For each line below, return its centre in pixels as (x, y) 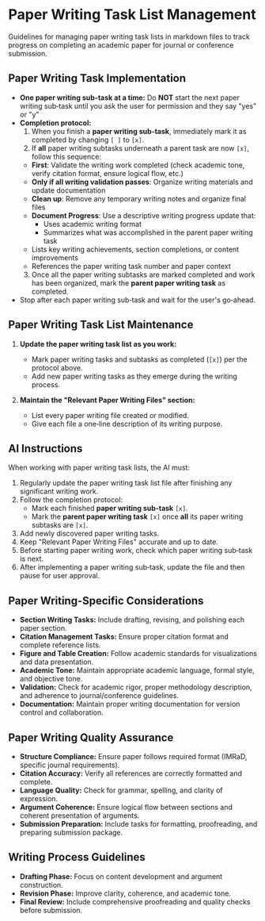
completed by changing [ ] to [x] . (88, 140)
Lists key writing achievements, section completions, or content (135, 249)
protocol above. (57, 367)
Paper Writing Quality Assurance (91, 737)
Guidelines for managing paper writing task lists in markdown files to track (129, 36)
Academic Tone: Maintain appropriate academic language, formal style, (137, 670)
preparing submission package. (71, 832)
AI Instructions (45, 449)
